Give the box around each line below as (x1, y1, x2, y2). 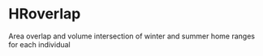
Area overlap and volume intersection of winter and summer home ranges (8, 31, 256, 41)
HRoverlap (8, 5, 81, 23)
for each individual (8, 39, 71, 49)
